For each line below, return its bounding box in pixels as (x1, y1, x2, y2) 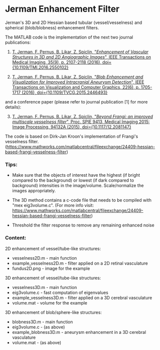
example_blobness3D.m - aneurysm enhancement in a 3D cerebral (12, 329, 146, 335)
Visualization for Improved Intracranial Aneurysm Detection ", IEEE (12, 79, 144, 85)
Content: (5, 234, 27, 241)
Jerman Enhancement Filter (5, 3, 120, 15)
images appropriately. (12, 188, 56, 194)
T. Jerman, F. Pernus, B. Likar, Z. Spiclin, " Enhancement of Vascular (12, 49, 149, 55)
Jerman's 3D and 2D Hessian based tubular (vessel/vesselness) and (5, 20, 142, 25)
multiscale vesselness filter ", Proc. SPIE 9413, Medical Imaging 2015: (12, 119, 150, 124)
